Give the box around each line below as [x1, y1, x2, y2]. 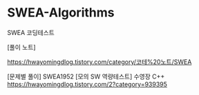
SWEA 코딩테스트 [7, 28, 55, 36]
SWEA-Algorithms [7, 5, 115, 21]
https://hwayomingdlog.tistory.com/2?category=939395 [7, 80, 168, 88]
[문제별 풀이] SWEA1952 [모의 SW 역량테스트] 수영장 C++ [7, 72, 165, 81]
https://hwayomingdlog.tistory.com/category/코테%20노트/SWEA [7, 57, 192, 66]
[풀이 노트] [7, 43, 36, 51]
